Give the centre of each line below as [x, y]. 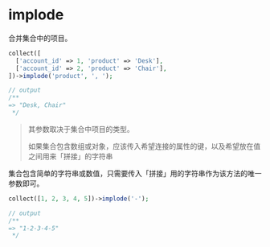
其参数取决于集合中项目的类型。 [81, 129]
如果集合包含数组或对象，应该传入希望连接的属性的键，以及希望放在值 [144, 146]
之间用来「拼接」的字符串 [70, 156]
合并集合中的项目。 [40, 38]
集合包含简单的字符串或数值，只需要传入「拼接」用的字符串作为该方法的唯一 [135, 173]
